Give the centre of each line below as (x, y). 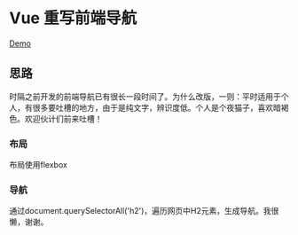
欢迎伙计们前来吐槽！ (63, 118)
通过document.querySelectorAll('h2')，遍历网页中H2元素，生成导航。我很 (144, 211)
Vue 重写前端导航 (73, 18)
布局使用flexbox (39, 165)
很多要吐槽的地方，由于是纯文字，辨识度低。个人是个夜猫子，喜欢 (153, 107)
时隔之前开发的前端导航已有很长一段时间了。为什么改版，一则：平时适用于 (145, 96)
